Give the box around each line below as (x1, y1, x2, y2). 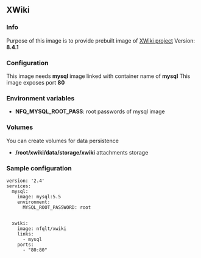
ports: (17, 242, 34, 248)
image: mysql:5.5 (17, 193, 62, 200)
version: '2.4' (6, 178, 45, 184)
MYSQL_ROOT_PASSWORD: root (22, 204, 91, 211)
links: (17, 231, 34, 237)
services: (6, 183, 32, 189)
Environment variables (6, 94, 75, 102)
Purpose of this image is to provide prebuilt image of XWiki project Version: (6, 37, 196, 44)
